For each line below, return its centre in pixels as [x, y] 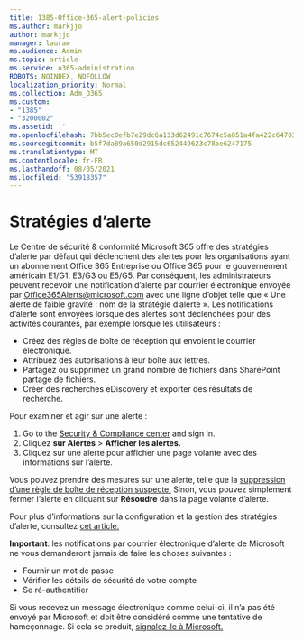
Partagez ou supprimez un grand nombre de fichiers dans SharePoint [151, 370]
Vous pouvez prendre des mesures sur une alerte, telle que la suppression [147, 480]
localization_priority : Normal [68, 85]
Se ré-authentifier [55, 590]
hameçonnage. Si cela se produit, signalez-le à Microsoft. [116, 627]
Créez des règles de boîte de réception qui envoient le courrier [139, 341]
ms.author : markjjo [46, 26]
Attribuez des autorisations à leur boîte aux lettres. [116, 360]
